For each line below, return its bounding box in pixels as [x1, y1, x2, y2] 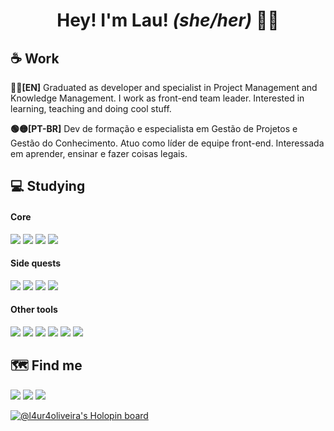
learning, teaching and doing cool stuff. [10, 103, 172, 114]
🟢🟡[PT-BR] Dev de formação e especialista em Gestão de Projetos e [10, 123, 298, 134]
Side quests [10, 257, 62, 269]
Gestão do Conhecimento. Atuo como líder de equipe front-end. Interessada [10, 137, 325, 149]
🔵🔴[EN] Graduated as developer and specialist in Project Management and [10, 82, 318, 93]
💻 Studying [10, 178, 86, 195]
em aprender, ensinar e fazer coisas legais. [10, 148, 188, 159]
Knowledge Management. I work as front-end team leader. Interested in [10, 92, 305, 104]
